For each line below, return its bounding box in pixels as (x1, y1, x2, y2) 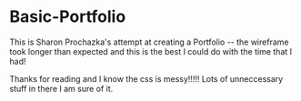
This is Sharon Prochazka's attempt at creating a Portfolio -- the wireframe (9, 36, 289, 47)
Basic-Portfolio (9, 6, 126, 27)
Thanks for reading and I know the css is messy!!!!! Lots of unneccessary (9, 73, 284, 84)
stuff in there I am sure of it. (9, 83, 114, 94)
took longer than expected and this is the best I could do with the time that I (9, 45, 293, 56)
